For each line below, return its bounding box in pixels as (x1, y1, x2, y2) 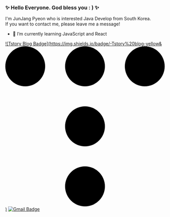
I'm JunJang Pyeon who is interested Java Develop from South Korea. (5, 16, 151, 22)
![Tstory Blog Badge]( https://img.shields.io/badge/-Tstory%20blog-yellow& (5, 41, 162, 47)
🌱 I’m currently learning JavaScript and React (12, 31, 107, 37)
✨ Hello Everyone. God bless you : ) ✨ (5, 4, 100, 11)
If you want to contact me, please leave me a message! (5, 21, 120, 27)
